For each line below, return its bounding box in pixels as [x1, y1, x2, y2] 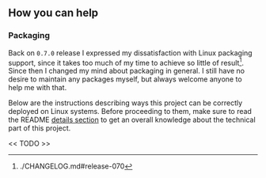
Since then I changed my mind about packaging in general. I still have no [8, 66, 245, 76]
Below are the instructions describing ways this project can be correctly [8, 98, 243, 108]
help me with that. [8, 83, 67, 93]
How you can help [8, 6, 99, 20]
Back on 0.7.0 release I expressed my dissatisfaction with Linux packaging [8, 47, 253, 58]
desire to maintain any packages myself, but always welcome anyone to [8, 74, 243, 84]
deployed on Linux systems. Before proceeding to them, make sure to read [8, 107, 252, 116]
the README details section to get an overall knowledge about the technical [8, 115, 256, 125]
